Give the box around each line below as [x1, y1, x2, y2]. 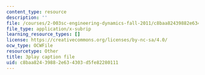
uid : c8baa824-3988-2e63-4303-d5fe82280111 [6, 59, 119, 65]
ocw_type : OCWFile [6, 43, 53, 49]
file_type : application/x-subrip [6, 25, 92, 32]
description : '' [6, 15, 48, 21]
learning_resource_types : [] [6, 31, 81, 37]
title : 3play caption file [6, 54, 75, 60]
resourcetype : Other [6, 48, 59, 54]
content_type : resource [6, 8, 67, 15]
